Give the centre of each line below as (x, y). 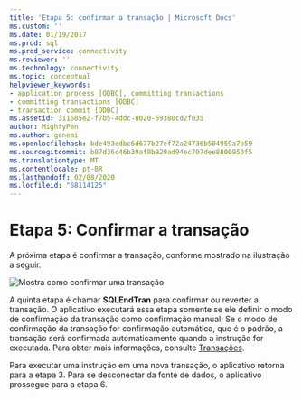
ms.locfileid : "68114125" (58, 186)
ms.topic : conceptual (50, 77)
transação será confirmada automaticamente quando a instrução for (137, 339)
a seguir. (26, 265)
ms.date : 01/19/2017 (48, 34)
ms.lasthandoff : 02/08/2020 (62, 177)
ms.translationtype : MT (54, 160)
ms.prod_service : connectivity (68, 51)
